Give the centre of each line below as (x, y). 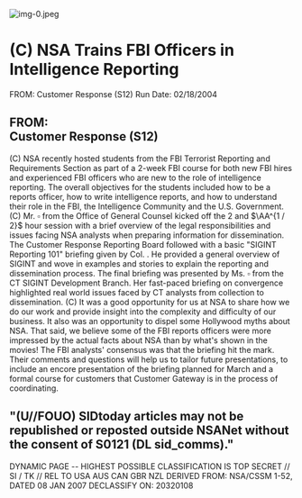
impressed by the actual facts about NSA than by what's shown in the (139, 340)
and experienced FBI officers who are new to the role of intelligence (135, 177)
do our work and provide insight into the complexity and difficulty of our (143, 312)
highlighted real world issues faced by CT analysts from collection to (137, 292)
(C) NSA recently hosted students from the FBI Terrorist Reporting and (140, 158)
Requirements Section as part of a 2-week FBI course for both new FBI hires (151, 168)
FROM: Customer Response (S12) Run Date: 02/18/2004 (114, 94)
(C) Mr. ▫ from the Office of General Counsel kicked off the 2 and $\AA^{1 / (147, 215)
